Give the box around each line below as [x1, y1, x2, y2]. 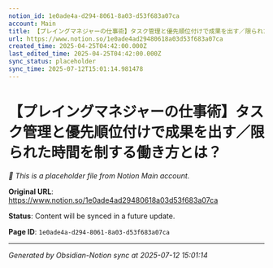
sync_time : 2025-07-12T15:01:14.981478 [8, 65, 144, 73]
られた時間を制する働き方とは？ [8, 143, 223, 161]
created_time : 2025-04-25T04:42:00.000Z [8, 42, 148, 51]
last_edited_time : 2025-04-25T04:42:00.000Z [8, 50, 162, 58]
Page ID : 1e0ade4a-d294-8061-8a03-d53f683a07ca [8, 226, 171, 236]
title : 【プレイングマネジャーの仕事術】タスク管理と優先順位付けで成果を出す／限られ [8, 27, 264, 35]
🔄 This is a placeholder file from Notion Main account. [8, 170, 190, 180]
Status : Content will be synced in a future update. [8, 211, 175, 221]
